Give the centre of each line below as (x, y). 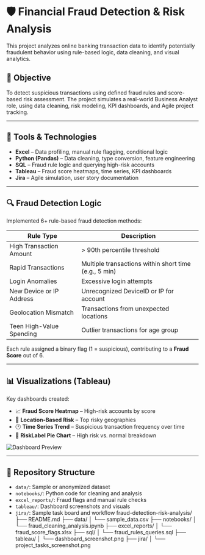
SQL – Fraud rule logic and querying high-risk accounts (85, 165)
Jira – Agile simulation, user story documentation (77, 177)
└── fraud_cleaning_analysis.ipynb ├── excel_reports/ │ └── (93, 526)
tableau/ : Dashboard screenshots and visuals (73, 506)
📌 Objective (29, 78)
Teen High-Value (34, 326)
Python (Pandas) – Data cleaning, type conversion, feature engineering (105, 158)
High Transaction (34, 246)
